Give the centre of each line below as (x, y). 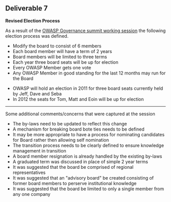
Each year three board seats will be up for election (65, 62)
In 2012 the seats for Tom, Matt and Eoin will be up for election (78, 99)
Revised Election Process (33, 20)
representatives (29, 172)
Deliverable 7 (26, 8)
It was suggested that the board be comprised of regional (73, 167)
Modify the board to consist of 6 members (57, 46)
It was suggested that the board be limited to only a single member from (88, 189)
